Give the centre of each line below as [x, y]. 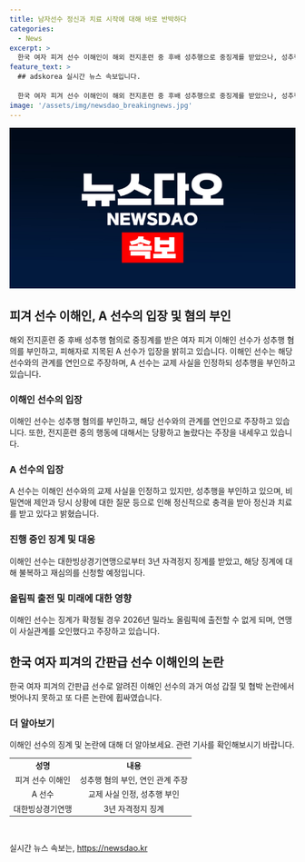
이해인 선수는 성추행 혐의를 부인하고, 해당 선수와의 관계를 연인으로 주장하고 [142, 421]
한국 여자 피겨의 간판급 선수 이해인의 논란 [117, 663]
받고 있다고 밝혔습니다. [59, 514]
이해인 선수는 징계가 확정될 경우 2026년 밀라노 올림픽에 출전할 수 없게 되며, [143, 619]
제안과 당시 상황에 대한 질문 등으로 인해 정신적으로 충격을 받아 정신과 [154, 502]
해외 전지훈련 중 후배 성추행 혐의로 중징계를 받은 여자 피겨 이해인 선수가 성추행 [148, 340]
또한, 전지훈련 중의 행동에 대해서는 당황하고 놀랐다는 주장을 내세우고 [148, 432]
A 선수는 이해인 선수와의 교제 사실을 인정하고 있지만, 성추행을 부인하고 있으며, [147, 491]
